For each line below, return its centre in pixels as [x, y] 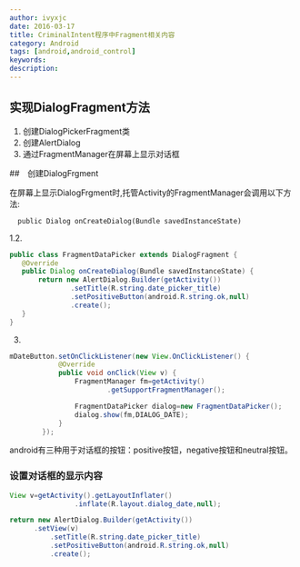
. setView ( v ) [56, 529]
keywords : [28, 60]
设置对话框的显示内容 [56, 476]
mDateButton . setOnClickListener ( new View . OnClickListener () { [130, 356]
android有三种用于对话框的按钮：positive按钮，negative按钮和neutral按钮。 [151, 450]
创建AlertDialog [51, 143]
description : [34, 69]
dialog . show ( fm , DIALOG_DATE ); [131, 414]
